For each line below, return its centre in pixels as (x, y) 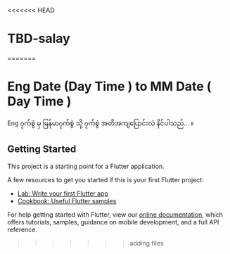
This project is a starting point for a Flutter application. (86, 166)
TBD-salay (39, 39)
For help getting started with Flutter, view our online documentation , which (115, 215)
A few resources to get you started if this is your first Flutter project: (106, 179)
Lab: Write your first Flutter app (63, 193)
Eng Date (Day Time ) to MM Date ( (109, 87)
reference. (22, 229)
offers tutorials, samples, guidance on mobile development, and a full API (113, 222)
